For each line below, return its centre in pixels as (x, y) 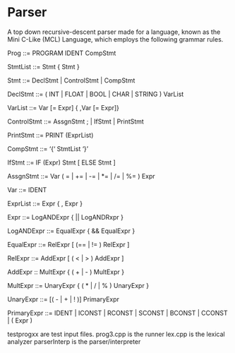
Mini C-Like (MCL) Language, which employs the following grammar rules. (115, 39)
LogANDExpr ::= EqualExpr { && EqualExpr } (71, 231)
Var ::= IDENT (27, 190)
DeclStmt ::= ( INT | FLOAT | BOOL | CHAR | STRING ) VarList (96, 94)
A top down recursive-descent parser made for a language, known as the (114, 32)
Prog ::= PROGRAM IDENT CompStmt (62, 53)
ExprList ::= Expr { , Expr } (45, 203)
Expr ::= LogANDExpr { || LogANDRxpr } (65, 217)
